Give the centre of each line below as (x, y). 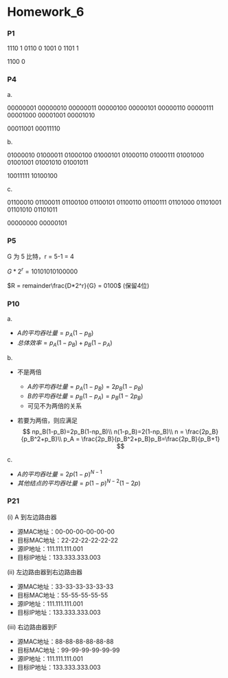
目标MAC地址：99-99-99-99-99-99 (68, 650)
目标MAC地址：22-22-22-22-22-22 (68, 540)
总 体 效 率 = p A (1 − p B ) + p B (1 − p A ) (65, 343)
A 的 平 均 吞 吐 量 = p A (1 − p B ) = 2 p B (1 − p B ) (85, 387)
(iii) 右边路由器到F (32, 626)
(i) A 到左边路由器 (32, 517)
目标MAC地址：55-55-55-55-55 (62, 595)
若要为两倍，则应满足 (47, 420)
